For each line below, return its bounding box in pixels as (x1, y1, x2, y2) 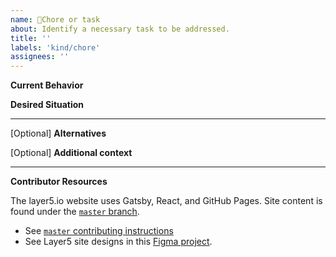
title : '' (10, 33, 52, 43)
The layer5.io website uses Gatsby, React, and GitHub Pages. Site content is (10, 195, 323, 207)
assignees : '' (10, 52, 70, 62)
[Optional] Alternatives (10, 127, 107, 140)
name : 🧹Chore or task (10, 14, 101, 25)
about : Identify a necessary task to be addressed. (10, 24, 230, 34)
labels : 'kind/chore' (10, 42, 101, 53)
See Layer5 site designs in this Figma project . (24, 236, 213, 248)
